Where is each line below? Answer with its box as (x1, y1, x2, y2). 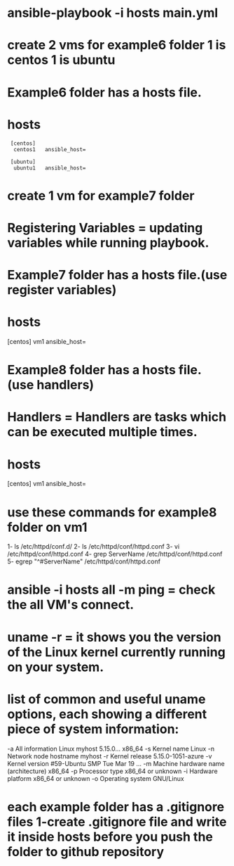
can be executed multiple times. (7, 424, 198, 440)
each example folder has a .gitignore (7, 798, 225, 815)
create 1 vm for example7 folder (7, 188, 195, 203)
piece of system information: (7, 721, 179, 737)
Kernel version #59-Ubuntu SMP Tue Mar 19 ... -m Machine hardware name (7, 759, 226, 768)
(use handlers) (7, 377, 95, 393)
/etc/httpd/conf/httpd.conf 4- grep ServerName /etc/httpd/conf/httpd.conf (7, 550, 223, 559)
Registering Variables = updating (7, 219, 203, 236)
